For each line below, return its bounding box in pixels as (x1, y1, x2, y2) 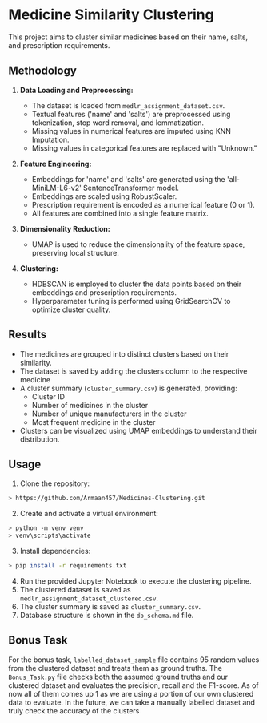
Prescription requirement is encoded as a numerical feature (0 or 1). (31, 200, 256, 209)
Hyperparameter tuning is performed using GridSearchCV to (31, 296, 231, 305)
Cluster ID (31, 391, 66, 402)
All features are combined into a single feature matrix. (31, 208, 209, 218)
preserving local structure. (31, 248, 120, 257)
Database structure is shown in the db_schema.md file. (19, 610, 194, 620)
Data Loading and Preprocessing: (19, 85, 133, 95)
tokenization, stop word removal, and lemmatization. (31, 118, 205, 127)
